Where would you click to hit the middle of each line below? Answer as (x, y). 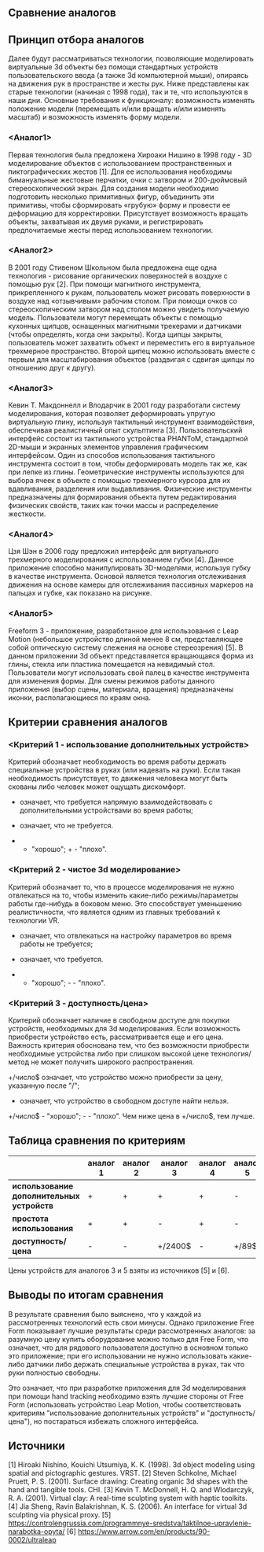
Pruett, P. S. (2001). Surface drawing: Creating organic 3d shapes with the (128, 1481)
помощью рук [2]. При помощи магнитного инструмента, (105, 284)
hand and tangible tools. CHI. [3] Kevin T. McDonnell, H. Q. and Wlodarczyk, (131, 1490)
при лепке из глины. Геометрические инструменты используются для (126, 472)
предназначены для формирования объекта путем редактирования (123, 497)
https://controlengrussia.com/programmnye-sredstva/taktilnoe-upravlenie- (130, 1523)
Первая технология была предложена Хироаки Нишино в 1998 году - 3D (130, 155)
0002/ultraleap (32, 1540)
